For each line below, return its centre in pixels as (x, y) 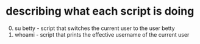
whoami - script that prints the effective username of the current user (102, 34)
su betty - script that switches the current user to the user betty (95, 28)
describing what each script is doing (100, 11)
